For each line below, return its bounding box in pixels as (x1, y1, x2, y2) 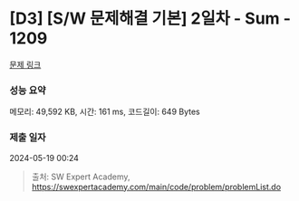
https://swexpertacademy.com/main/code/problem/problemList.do (31, 181, 282, 192)
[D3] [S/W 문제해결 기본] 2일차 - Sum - (9, 8, 292, 29)
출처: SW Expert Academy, (31, 171, 130, 182)
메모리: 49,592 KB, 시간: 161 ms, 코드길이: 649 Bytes (9, 106, 201, 118)
